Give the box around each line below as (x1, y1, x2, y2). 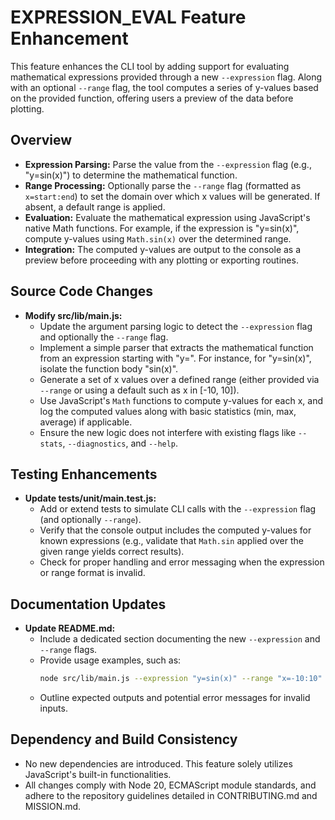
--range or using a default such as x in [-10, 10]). (39, 384, 240, 396)
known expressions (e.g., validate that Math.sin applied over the (39, 535, 304, 547)
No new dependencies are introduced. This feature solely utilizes (24, 757, 293, 770)
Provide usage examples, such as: (39, 654, 182, 666)
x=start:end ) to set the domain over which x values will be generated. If (24, 190, 321, 202)
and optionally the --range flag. (39, 331, 169, 343)
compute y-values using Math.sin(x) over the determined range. (24, 232, 292, 245)
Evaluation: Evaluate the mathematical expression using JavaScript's (24, 211, 311, 223)
